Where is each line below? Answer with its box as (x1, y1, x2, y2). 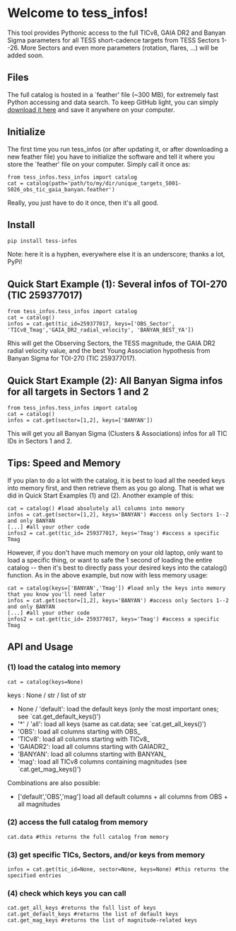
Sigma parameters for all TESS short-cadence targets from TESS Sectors (7, 35, 220, 44)
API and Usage (7, 641, 73, 653)
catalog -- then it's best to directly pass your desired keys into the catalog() (7, 563, 228, 572)
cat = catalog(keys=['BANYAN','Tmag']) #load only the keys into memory (7, 585, 226, 592)
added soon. (7, 51, 45, 60)
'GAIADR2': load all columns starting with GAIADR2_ (17, 742, 169, 750)
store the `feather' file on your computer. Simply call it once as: (7, 159, 191, 168)
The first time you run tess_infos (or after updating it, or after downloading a (7, 145, 228, 153)
